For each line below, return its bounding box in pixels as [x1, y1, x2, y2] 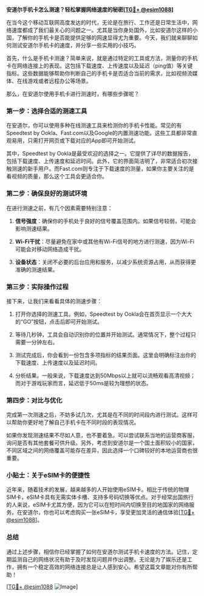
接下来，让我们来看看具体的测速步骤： [6, 297, 102, 304]
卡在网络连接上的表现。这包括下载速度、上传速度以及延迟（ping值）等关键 [6, 62, 193, 69]
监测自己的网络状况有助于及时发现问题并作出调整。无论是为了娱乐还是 [11, 555, 187, 563]
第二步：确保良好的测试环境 [6, 190, 87, 198]
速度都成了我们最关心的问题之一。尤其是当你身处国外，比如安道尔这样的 [11, 27, 192, 33]
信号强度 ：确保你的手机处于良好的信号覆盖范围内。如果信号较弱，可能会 [15, 217, 196, 224]
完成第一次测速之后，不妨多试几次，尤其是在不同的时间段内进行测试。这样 [6, 411, 192, 419]
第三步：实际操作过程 [6, 283, 69, 291]
